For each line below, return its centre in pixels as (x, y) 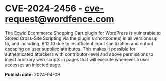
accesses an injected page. (33, 65)
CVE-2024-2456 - (44, 9)
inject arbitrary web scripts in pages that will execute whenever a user (77, 59)
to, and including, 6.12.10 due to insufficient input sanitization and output (79, 43)
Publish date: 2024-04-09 (33, 74)
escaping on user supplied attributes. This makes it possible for (70, 49)
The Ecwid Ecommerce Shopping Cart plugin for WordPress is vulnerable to (83, 33)
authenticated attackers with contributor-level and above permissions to (79, 54)
